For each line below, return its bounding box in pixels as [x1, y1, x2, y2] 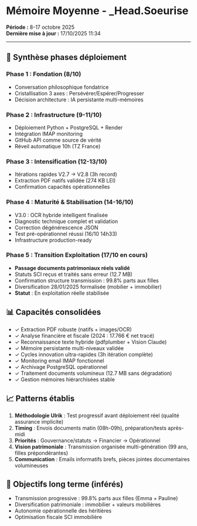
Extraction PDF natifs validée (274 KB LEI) [14, 177, 116, 184]
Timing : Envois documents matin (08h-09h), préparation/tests [14, 425, 167, 432]
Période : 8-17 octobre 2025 [6, 24, 75, 31]
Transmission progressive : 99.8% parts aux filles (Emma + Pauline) [14, 495, 178, 502]
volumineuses [14, 462, 49, 469]
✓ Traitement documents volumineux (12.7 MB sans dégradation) [14, 369, 172, 377]
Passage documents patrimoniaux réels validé [14, 264, 130, 271]
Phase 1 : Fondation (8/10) [6, 70, 81, 78]
